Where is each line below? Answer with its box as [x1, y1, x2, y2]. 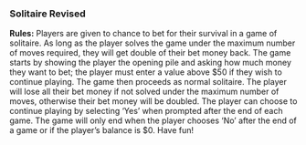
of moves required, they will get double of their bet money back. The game [9, 47, 291, 58]
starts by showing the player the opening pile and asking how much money [9, 57, 292, 68]
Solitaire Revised [9, 7, 86, 20]
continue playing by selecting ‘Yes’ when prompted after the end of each [9, 106, 283, 117]
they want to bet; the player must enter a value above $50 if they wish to [9, 67, 283, 78]
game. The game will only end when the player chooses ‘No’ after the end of [9, 115, 297, 126]
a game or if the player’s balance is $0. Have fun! [9, 125, 195, 136]
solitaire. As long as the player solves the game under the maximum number [9, 37, 296, 48]
